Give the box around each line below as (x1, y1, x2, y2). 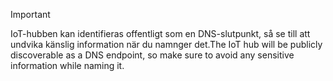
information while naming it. (10, 60, 125, 71)
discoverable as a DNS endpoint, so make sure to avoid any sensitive (10, 49, 295, 61)
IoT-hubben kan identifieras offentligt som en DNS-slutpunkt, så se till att (10, 28, 311, 39)
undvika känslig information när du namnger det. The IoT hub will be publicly (10, 39, 323, 50)
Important (10, 9, 51, 20)
